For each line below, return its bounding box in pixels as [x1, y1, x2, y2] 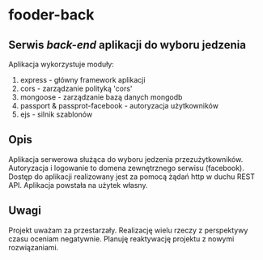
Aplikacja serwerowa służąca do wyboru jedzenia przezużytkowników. [8, 154, 244, 164]
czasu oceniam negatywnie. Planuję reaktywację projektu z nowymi [8, 233, 235, 244]
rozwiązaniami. [8, 242, 59, 252]
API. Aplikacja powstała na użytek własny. [8, 180, 148, 190]
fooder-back [8, 6, 95, 24]
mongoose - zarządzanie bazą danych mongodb [19, 92, 183, 102]
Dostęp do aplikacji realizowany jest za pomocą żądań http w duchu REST [8, 172, 256, 181]
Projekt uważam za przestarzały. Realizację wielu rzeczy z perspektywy [8, 225, 248, 235]
